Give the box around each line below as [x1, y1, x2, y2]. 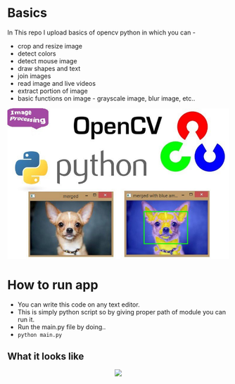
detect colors [17, 49, 56, 58]
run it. [17, 315, 35, 324]
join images [17, 72, 51, 80]
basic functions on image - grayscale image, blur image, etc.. [17, 94, 196, 103]
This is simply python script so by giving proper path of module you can [17, 307, 227, 316]
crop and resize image [17, 41, 83, 50]
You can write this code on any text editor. [17, 300, 140, 309]
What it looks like [7, 350, 84, 362]
